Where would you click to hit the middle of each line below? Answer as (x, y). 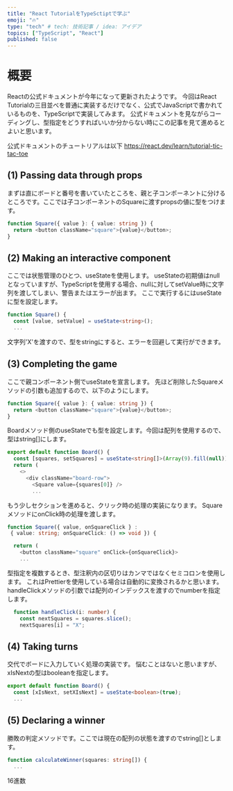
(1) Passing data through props (75, 175)
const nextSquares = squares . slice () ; (76, 618)
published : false (32, 40)
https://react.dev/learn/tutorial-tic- (173, 146)
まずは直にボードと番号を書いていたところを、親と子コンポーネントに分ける (116, 193)
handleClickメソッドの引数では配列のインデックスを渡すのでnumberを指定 (114, 590)
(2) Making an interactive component (89, 258)
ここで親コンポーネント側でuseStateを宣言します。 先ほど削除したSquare (113, 382)
